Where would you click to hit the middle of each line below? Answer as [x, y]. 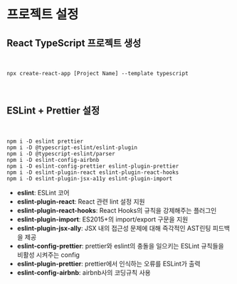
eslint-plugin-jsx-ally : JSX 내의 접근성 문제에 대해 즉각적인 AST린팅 [114, 228]
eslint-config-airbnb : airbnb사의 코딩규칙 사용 [84, 272]
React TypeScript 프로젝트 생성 [74, 43]
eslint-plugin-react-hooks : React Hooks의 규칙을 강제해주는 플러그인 [117, 210]
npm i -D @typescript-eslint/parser [61, 153]
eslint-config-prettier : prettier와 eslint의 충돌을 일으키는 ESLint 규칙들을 [121, 246]
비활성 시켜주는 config [48, 255]
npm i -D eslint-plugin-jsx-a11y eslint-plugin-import [90, 178]
